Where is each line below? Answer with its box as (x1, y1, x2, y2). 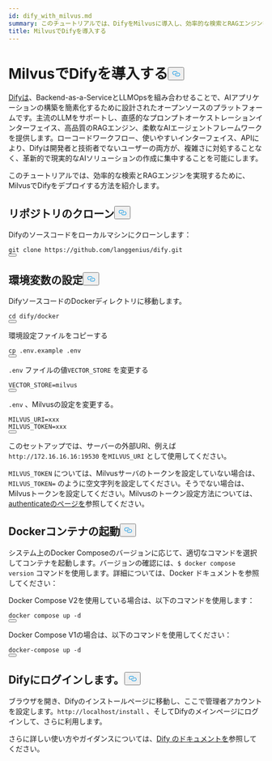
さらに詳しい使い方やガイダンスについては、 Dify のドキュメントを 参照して (8, 733, 257, 743)
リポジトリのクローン (8, 207, 115, 220)
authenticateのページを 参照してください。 (8, 498, 149, 508)
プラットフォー (213, 103, 263, 113)
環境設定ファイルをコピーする (8, 330, 108, 340)
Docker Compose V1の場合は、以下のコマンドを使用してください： (8, 630, 232, 639)
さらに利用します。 (43, 716, 107, 726)
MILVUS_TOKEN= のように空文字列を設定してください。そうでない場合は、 (8, 478, 249, 488)
